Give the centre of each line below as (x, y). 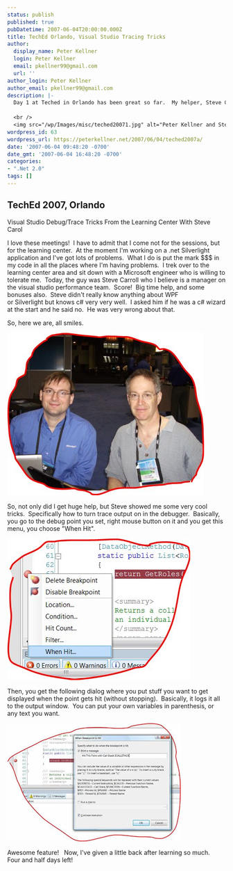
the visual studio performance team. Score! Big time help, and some (106, 287)
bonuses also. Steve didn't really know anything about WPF (93, 294)
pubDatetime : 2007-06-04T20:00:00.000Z (65, 29)
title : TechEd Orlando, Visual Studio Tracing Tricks (87, 37)
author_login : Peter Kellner (49, 81)
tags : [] (20, 176)
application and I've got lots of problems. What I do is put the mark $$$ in (113, 257)
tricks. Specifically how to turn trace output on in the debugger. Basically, (114, 513)
